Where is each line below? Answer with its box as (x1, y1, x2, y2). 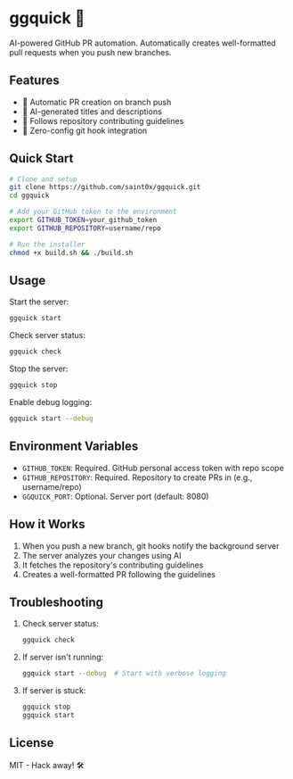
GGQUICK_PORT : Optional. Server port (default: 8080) (21, 491, 209, 501)
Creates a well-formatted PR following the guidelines (21, 568, 216, 579)
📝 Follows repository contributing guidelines (21, 115, 184, 126)
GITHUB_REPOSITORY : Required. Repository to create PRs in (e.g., (21, 472, 253, 483)
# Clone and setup (9, 174, 77, 184)
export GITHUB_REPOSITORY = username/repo (9, 223, 162, 233)
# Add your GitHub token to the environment (9, 207, 177, 217)
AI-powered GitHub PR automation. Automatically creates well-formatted (9, 37, 276, 48)
